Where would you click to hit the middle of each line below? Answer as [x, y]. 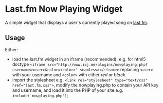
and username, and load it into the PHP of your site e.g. [67, 90]
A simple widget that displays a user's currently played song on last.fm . [77, 22]
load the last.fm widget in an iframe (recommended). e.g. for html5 [79, 59]
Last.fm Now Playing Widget [64, 9]
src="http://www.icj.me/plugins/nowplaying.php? [98, 64]
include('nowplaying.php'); [40, 96]
